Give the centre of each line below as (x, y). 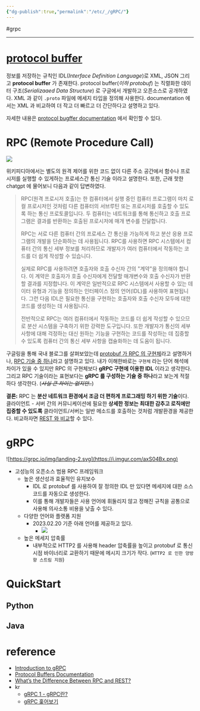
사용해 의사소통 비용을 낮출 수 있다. (73, 509)
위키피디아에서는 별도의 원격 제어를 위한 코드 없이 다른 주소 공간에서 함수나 (93, 171)
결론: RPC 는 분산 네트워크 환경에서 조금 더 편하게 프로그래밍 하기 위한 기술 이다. (98, 396)
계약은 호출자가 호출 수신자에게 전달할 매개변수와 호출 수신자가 (107, 276)
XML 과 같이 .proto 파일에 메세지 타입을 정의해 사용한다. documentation (99, 98)
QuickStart (34, 584)
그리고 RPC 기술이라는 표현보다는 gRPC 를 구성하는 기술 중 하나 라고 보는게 (92, 375)
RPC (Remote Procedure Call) (80, 142)
